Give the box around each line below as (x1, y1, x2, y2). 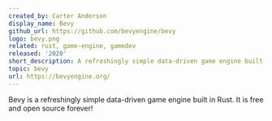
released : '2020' (8, 50, 67, 58)
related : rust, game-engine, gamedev (8, 42, 136, 50)
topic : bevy (8, 65, 49, 73)
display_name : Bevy (8, 19, 75, 28)
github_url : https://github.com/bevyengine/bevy (8, 27, 176, 35)
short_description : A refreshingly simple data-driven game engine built (8, 58, 264, 66)
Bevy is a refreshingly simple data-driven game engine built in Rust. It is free (8, 94, 264, 104)
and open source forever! (8, 103, 93, 113)
